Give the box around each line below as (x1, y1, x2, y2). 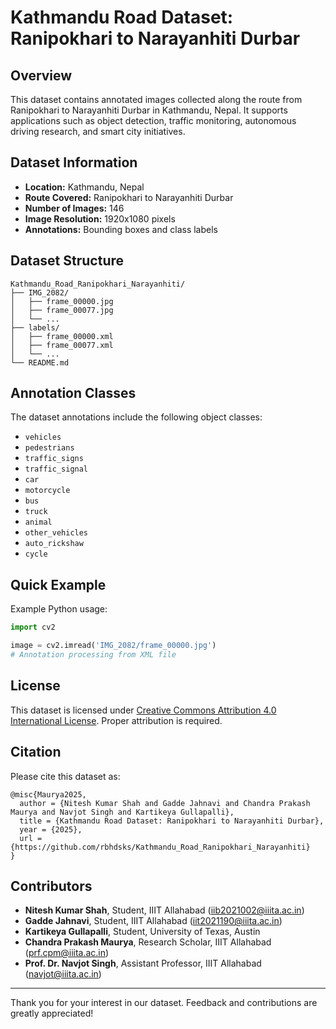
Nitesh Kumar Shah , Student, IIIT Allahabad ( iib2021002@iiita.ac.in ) (24, 904, 305, 916)
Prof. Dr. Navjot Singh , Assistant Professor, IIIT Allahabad (24, 957, 262, 970)
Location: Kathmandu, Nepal (24, 181, 145, 193)
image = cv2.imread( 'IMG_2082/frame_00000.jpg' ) (10, 641, 217, 651)
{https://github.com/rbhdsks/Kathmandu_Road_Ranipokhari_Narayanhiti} (10, 842, 311, 852)
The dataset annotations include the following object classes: (10, 411, 263, 423)
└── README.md (10, 357, 70, 368)
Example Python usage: (10, 603, 108, 615)
